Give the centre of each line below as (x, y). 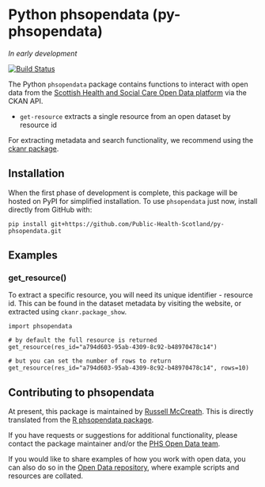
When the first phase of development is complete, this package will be (123, 193)
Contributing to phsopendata (81, 392)
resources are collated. (46, 476)
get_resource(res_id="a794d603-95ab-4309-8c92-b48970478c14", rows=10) (129, 368)
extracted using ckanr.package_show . (68, 312)
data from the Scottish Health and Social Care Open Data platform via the (128, 92)
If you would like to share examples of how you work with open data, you (127, 459)
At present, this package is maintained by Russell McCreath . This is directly (131, 412)
